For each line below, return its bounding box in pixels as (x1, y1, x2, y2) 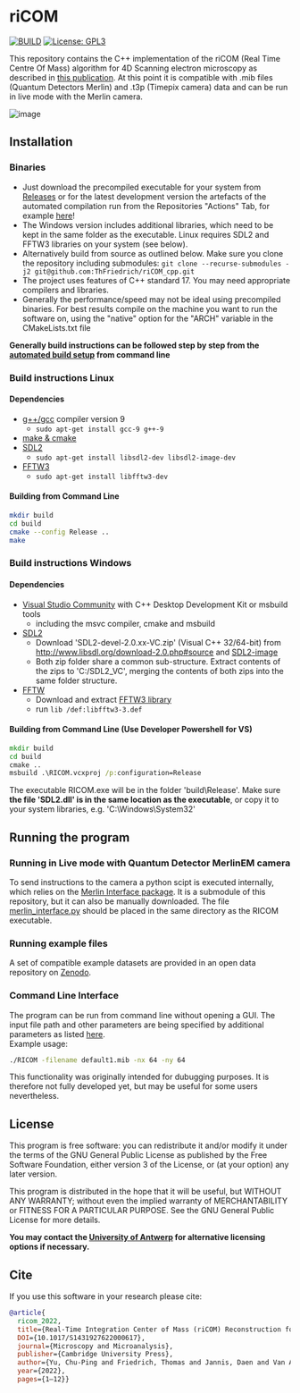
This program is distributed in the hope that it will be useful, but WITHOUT (9, 1186, 282, 1197)
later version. (9, 1169, 58, 1179)
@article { (9, 1308, 46, 1318)
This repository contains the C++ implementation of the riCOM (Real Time (9, 53, 281, 63)
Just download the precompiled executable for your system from (21, 182, 262, 192)
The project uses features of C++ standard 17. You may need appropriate (21, 274, 291, 285)
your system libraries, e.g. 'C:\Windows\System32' (9, 804, 196, 815)
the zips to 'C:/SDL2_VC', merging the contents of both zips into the (35, 665, 284, 676)
